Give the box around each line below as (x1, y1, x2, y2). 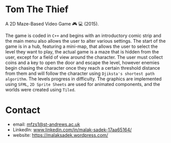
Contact (5, 104, 40, 116)
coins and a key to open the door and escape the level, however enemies (5, 60, 160, 66)
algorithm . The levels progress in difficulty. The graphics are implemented (5, 75, 162, 82)
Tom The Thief (5, 4, 69, 15)
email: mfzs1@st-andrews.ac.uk (12, 121, 80, 127)
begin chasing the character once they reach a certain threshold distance (5, 65, 160, 71)
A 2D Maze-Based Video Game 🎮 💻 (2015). (5, 20, 99, 26)
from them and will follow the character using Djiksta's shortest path (5, 70, 155, 76)
